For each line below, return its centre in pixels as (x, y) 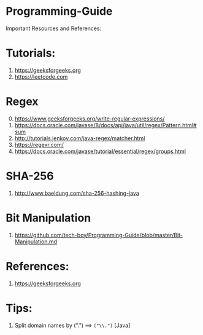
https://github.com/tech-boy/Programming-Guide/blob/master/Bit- (99, 235)
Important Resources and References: (54, 28)
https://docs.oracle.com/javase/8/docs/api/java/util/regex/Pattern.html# (105, 125)
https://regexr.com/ (39, 144)
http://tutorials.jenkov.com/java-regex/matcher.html (80, 138)
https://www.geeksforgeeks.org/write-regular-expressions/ (90, 119)
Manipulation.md (36, 242)
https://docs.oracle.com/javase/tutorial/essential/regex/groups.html (100, 151)
